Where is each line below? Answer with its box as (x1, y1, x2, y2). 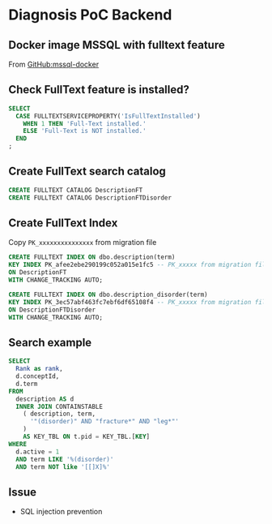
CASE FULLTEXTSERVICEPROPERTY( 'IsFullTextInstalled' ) (15, 112, 201, 120)
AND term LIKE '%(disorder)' (15, 455, 114, 463)
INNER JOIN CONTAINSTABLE (15, 402, 104, 410)
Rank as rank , (15, 365, 63, 373)
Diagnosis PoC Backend (8, 6, 172, 24)
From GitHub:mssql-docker (8, 59, 100, 69)
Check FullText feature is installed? (8, 83, 190, 97)
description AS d (15, 395, 74, 403)
